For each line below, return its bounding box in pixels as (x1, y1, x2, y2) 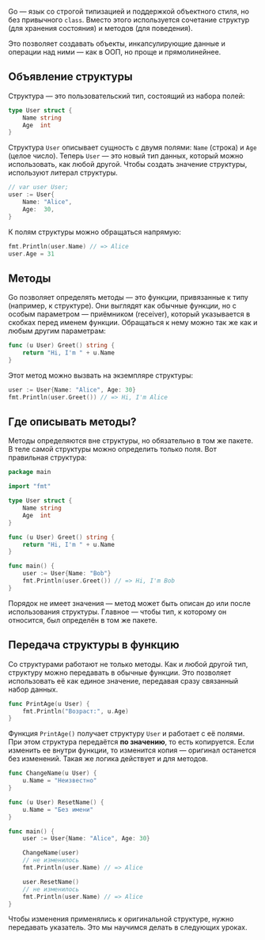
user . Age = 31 (8, 249, 55, 258)
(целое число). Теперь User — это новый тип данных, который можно (8, 151, 244, 161)
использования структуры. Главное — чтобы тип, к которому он (8, 607, 227, 616)
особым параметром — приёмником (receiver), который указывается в (8, 309, 251, 319)
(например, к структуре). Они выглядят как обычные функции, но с (8, 301, 237, 311)
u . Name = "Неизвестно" (22, 777, 97, 785)
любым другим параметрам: (8, 326, 106, 335)
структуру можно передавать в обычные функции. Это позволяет (8, 668, 232, 677)
